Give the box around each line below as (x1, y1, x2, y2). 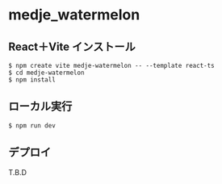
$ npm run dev (8, 121, 57, 130)
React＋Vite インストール (8, 40, 136, 53)
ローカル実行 (8, 99, 73, 114)
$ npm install (8, 76, 57, 84)
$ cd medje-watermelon (8, 69, 85, 77)
